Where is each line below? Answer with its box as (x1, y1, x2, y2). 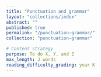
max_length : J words (6, 56, 57, 63)
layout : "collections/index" (6, 14, 77, 20)
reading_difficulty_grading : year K (6, 62, 95, 68)
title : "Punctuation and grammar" (6, 8, 90, 14)
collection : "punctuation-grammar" (6, 35, 93, 41)
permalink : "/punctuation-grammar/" (6, 30, 95, 36)
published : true (6, 24, 46, 31)
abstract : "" (6, 19, 38, 25)
